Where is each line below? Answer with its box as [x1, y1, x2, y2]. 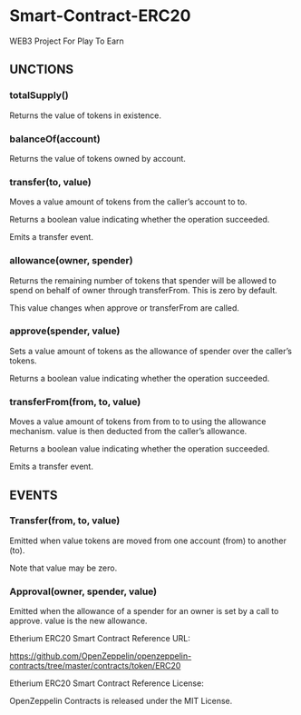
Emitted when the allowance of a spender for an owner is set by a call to [9, 606, 279, 617]
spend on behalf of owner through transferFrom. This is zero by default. [9, 284, 278, 295]
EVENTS [9, 487, 58, 502]
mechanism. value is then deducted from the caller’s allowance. [9, 426, 248, 437]
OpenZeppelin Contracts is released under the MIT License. [9, 696, 233, 707]
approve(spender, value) [9, 324, 121, 337]
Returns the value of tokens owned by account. [9, 153, 186, 164]
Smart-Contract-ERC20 [9, 5, 191, 26]
